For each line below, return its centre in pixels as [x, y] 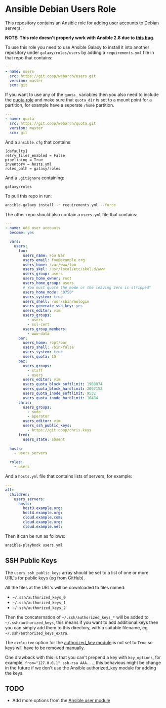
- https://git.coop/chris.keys [59, 430]
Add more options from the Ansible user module [61, 701]
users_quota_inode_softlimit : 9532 [60, 394]
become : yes [22, 233]
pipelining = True [24, 160]
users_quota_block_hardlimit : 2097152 [63, 389]
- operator [38, 417]
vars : [15, 242]
